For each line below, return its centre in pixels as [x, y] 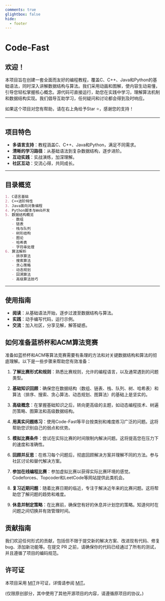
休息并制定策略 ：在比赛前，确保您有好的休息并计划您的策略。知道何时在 [85, 505]
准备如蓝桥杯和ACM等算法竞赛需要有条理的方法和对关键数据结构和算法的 [79, 355]
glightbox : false [23, 14]
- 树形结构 [21, 233]
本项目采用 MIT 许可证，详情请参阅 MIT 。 [46, 583]
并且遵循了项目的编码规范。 [33, 553]
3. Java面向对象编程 [24, 206]
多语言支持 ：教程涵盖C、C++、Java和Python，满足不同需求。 [75, 145]
